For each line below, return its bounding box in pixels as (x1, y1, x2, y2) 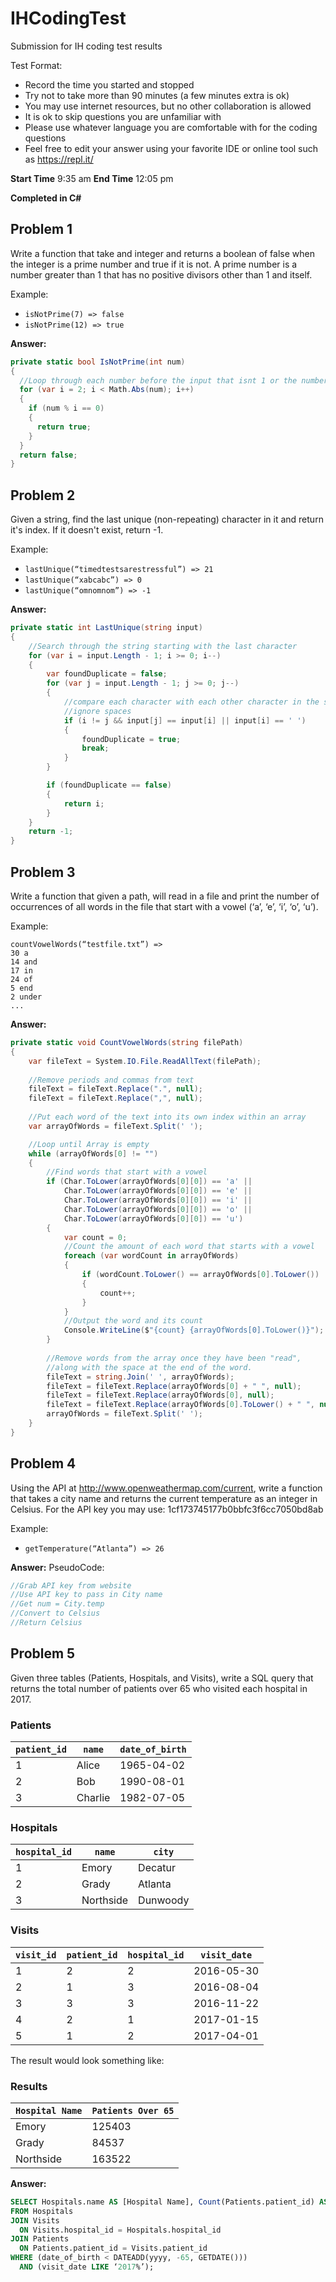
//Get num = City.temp (10, 1599, 105, 1609)
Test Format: (10, 59, 63, 71)
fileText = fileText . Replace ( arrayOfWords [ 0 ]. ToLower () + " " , (46, 1400, 315, 1410)
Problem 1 (10, 221, 73, 238)
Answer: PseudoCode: (10, 1561, 105, 1573)
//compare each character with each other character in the (63, 697, 320, 707)
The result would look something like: (10, 2054, 165, 2066)
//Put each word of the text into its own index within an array (28, 1112, 307, 1122)
